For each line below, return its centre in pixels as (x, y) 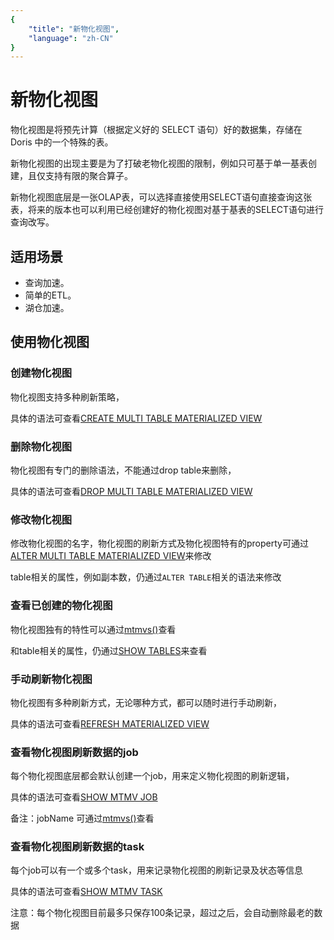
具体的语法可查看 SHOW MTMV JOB (84, 797)
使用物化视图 (50, 342)
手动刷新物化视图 (51, 679)
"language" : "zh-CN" (71, 38)
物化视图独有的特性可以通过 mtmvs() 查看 (93, 629)
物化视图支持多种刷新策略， (67, 397)
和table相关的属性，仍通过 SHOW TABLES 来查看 (109, 650)
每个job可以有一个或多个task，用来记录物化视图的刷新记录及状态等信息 (156, 870)
